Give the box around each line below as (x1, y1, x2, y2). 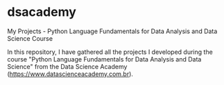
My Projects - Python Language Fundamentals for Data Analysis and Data (7, 27, 218, 35)
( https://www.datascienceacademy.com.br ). (7, 70, 134, 78)
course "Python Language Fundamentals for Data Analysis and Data (7, 55, 202, 63)
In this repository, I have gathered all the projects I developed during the (7, 48, 213, 56)
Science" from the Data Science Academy (7, 62, 128, 70)
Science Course (7, 34, 53, 42)
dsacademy (7, 4, 76, 20)
